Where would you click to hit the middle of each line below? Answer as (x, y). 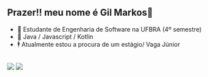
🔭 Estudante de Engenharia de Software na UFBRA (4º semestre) (109, 29)
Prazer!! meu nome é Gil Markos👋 (80, 13)
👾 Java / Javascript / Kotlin (55, 36)
